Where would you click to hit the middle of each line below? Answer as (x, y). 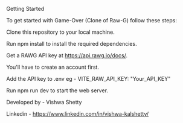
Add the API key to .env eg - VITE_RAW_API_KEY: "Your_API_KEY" (88, 79)
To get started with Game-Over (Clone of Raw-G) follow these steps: (91, 20)
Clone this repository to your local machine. (60, 32)
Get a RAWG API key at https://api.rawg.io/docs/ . (67, 55)
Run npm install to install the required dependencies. (72, 44)
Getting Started (25, 9)
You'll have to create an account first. (53, 67)
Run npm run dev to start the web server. (57, 90)
